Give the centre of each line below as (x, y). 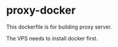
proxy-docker (41, 10)
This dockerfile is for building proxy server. (59, 27)
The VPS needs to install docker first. (52, 38)
